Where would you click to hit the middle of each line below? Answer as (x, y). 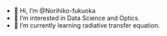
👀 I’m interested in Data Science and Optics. (77, 18)
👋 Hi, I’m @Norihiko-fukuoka (55, 11)
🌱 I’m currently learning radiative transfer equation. (87, 25)
